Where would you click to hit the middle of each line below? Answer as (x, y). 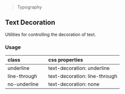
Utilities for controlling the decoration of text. (50, 34)
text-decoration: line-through (83, 76)
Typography (30, 7)
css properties (66, 60)
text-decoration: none (74, 84)
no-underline (23, 84)
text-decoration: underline (79, 68)
